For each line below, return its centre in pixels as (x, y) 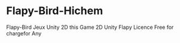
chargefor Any (24, 33)
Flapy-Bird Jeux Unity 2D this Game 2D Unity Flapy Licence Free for (90, 27)
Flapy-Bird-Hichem (55, 11)
